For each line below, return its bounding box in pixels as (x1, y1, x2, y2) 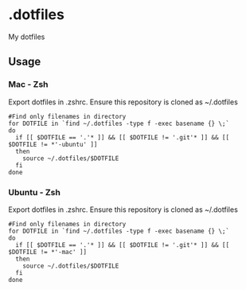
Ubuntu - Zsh (8, 186, 61, 198)
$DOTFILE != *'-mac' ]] (8, 248, 88, 256)
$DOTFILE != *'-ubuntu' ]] (8, 140, 98, 148)
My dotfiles (8, 32, 45, 41)
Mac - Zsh (8, 79, 49, 90)
